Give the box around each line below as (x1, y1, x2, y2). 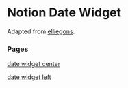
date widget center (7, 60, 60, 68)
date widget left (7, 73, 51, 81)
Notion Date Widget (7, 5, 122, 20)
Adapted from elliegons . (7, 27, 75, 35)
